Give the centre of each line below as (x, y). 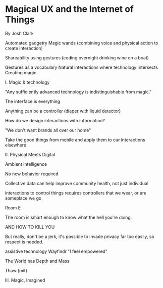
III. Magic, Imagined (25, 280)
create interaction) (24, 48)
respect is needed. (24, 241)
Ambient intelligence (26, 164)
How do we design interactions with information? (55, 120)
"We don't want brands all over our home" (48, 130)
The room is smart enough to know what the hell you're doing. (69, 217)
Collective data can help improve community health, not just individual (77, 183)
